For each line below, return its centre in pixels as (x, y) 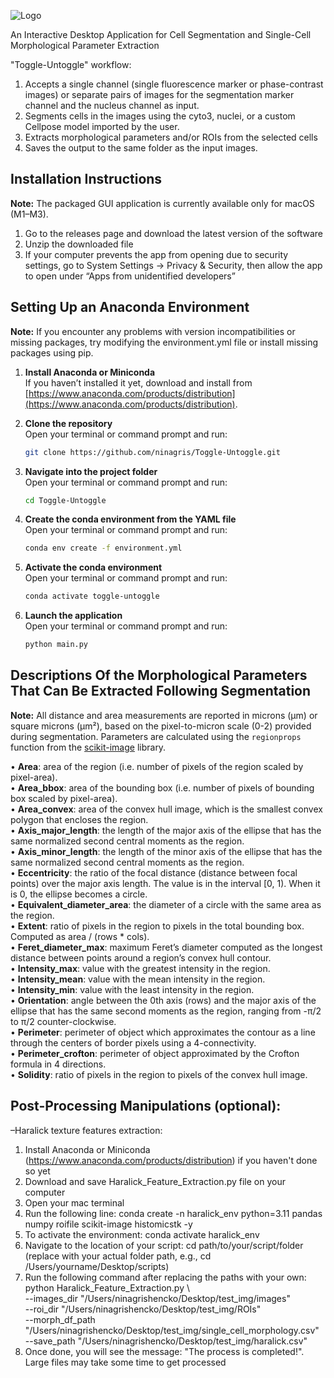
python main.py (56, 645)
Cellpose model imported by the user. (102, 126)
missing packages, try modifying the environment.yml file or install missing (164, 342)
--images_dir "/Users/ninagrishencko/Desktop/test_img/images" (157, 1298)
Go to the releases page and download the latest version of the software (173, 233)
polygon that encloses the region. (79, 819)
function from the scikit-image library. (88, 747)
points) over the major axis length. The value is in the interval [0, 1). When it (165, 883)
